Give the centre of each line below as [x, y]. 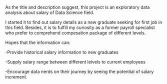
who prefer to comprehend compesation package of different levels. [75, 33]
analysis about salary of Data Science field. [50, 12]
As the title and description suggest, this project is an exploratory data [77, 7]
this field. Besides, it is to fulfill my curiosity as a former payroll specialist [80, 27]
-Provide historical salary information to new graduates [62, 52]
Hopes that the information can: [38, 42]
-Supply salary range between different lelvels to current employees [75, 62]
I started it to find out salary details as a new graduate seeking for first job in [84, 22]
